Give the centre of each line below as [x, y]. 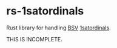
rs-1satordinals [45, 11]
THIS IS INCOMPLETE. [34, 39]
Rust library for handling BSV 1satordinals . [59, 28]
